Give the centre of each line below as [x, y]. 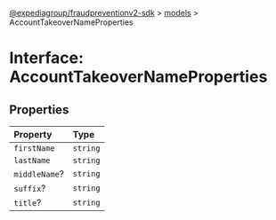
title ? [28, 203]
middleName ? [39, 174]
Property [33, 134]
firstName [34, 149]
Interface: [47, 58]
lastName [32, 160]
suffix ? [30, 188]
